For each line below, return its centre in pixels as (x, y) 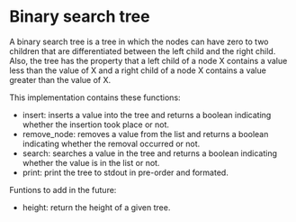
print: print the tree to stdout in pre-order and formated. (126, 172)
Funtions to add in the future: (63, 190)
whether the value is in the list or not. (91, 162)
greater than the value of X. (60, 79)
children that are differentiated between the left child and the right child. (143, 51)
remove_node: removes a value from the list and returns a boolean (145, 134)
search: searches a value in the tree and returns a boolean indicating (149, 153)
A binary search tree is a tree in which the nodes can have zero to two (139, 42)
